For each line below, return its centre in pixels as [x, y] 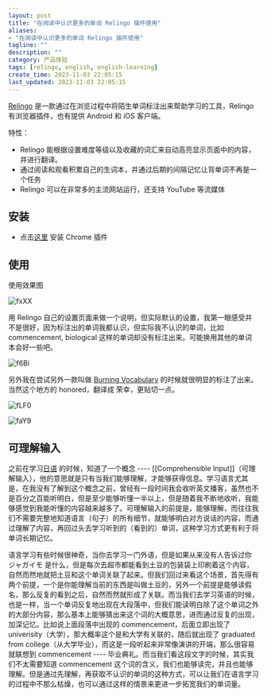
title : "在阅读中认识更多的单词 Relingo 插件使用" [85, 23]
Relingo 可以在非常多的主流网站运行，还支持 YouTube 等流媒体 [122, 189]
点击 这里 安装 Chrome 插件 [64, 237]
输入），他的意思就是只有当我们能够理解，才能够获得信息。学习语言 [124, 478]
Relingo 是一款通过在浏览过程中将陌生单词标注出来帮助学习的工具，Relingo [131, 106]
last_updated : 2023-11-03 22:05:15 [67, 82]
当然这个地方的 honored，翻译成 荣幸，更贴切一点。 [93, 389]
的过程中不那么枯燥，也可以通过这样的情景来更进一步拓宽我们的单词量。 [126, 683]
